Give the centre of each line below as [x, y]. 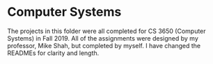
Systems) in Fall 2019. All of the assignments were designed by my [103, 38]
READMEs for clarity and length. [53, 53]
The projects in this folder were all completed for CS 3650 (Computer [107, 31]
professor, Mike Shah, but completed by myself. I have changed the [104, 45]
